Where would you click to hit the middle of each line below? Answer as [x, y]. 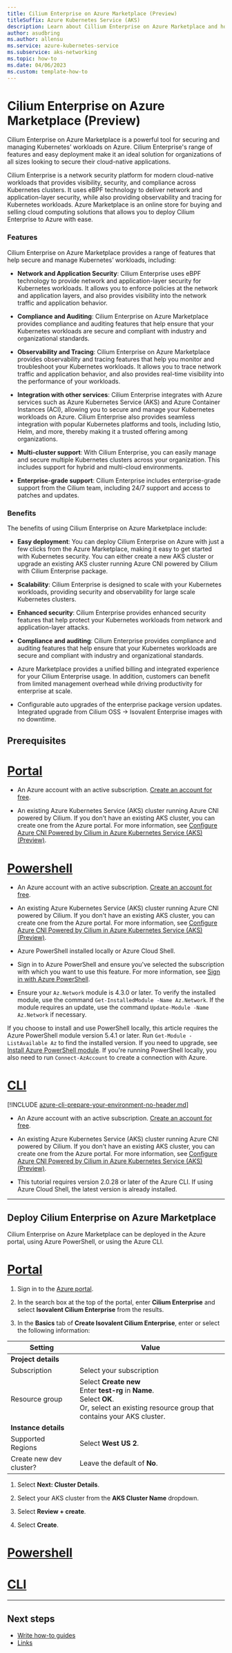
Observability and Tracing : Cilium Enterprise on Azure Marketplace [114, 351]
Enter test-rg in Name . [117, 1390]
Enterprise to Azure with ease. [50, 220]
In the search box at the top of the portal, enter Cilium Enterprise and [116, 1302]
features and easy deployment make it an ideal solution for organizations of [115, 155]
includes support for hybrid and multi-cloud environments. [100, 467]
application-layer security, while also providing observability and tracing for [115, 198]
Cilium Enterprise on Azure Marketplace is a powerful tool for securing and [113, 140]
